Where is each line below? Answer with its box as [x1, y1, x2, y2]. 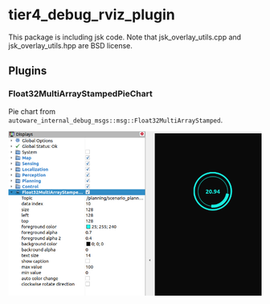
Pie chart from [8, 106, 56, 116]
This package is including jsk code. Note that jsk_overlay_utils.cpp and [8, 32, 242, 42]
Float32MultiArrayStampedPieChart [8, 88, 153, 100]
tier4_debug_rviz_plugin [8, 6, 175, 24]
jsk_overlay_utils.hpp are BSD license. [8, 40, 133, 50]
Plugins [8, 64, 47, 78]
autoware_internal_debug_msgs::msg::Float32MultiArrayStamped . [8, 115, 223, 125]
